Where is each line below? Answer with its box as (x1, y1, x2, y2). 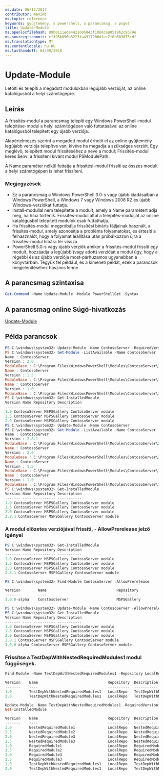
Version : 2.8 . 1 (5, 437, 38, 442)
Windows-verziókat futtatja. (12, 202, 68, 208)
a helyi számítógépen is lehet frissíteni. (5, 168, 83, 174)
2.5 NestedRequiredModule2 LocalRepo (5, 729, 128, 734)
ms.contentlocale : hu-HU (5, 44, 56, 49)
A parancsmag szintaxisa (5, 278, 84, 287)
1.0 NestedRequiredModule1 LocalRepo (5, 725, 128, 730)
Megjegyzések (5, 180, 41, 187)
